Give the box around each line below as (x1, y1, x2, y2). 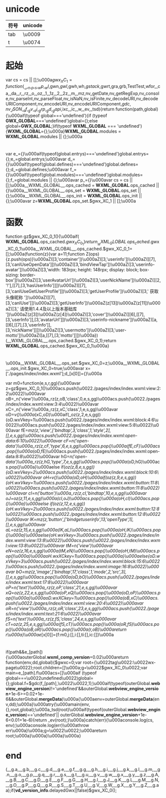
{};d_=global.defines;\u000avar (5, 166, 69, 172)
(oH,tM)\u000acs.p (120, 548, 160, 554)
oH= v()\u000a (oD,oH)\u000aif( (43, 474, 107, 480)
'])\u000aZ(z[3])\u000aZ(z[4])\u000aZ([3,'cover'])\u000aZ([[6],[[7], (5, 311, 145, 317)
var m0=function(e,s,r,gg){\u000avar (5, 380, 81, 386)
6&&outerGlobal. (5, 696, 39, 702)
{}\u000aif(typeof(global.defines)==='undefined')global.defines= (5, 161, 138, 167)
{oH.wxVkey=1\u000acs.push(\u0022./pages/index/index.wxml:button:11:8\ (5, 480, 160, 486)
